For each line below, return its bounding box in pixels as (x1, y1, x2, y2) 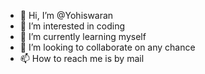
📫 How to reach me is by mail (19, 53, 145, 64)
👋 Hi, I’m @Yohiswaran (19, 10, 114, 21)
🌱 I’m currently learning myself (19, 31, 147, 42)
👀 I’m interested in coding (19, 20, 126, 32)
